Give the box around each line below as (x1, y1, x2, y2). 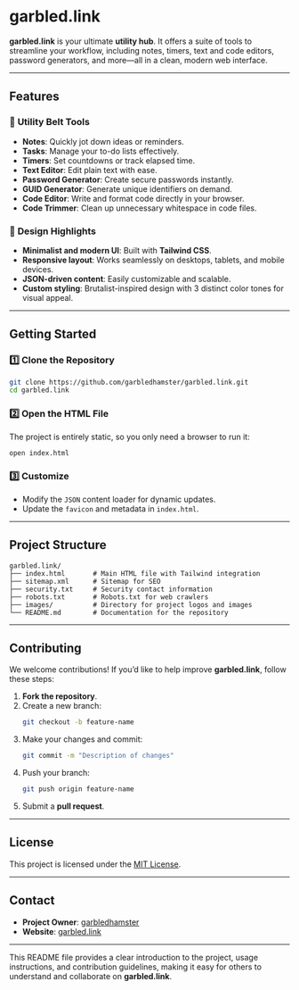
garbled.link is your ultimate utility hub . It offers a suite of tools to (9, 36, 252, 46)
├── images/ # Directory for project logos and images (9, 600, 253, 609)
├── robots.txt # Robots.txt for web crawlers (9, 592, 209, 602)
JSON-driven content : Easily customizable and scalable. (21, 273, 231, 284)
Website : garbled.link (21, 926, 102, 936)
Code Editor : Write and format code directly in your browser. (21, 193, 245, 204)
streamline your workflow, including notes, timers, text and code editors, (9, 45, 274, 55)
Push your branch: (21, 768, 91, 778)
